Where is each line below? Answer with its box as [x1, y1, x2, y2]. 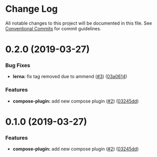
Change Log [5, 3, 58, 15]
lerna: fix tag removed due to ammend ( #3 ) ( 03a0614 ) [12, 73, 127, 80]
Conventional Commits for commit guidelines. [5, 25, 101, 31]
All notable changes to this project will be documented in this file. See [5, 20, 152, 26]
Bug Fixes [5, 62, 31, 69]
